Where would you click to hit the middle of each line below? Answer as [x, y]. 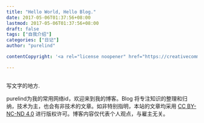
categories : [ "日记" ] [33, 40]
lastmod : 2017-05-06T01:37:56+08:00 [53, 23]
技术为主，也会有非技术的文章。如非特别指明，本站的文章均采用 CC [101, 106]
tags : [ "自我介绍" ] [29, 35]
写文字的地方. [23, 86]
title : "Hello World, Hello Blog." [51, 12]
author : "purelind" [31, 46]
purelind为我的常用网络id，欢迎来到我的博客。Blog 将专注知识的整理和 [94, 99]
